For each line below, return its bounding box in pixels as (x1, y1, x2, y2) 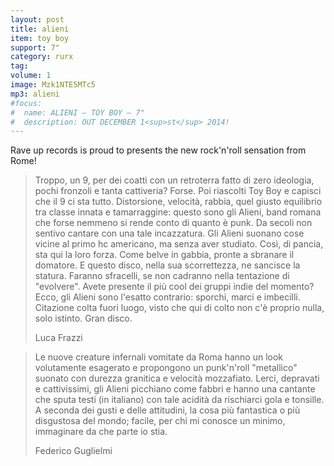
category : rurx (10, 52, 74, 62)
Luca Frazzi (34, 332, 83, 344)
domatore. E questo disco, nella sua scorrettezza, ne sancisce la (34, 259, 301, 271)
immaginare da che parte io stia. (34, 426, 168, 438)
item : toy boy (10, 33, 70, 43)
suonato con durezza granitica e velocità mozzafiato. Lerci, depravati (34, 372, 320, 385)
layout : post (10, 14, 65, 25)
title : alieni (10, 24, 70, 34)
